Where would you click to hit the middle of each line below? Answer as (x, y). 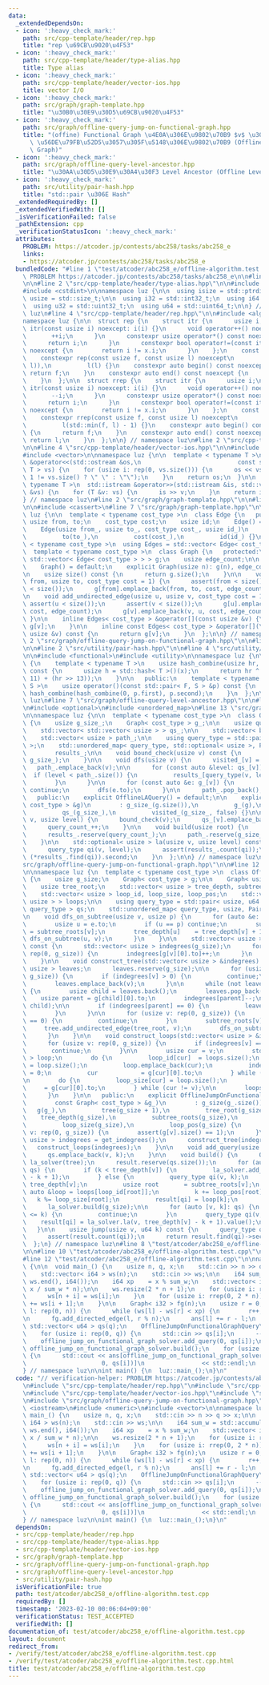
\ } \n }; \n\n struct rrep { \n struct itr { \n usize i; (139, 380)
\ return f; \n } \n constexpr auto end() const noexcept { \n (136, 373)
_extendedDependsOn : (50, 23)
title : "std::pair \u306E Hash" (76, 194)
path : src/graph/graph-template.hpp (84, 105)
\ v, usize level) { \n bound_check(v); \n (102, 820)
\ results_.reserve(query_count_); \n (94, 835)
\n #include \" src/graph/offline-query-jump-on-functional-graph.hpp (139, 1401)
